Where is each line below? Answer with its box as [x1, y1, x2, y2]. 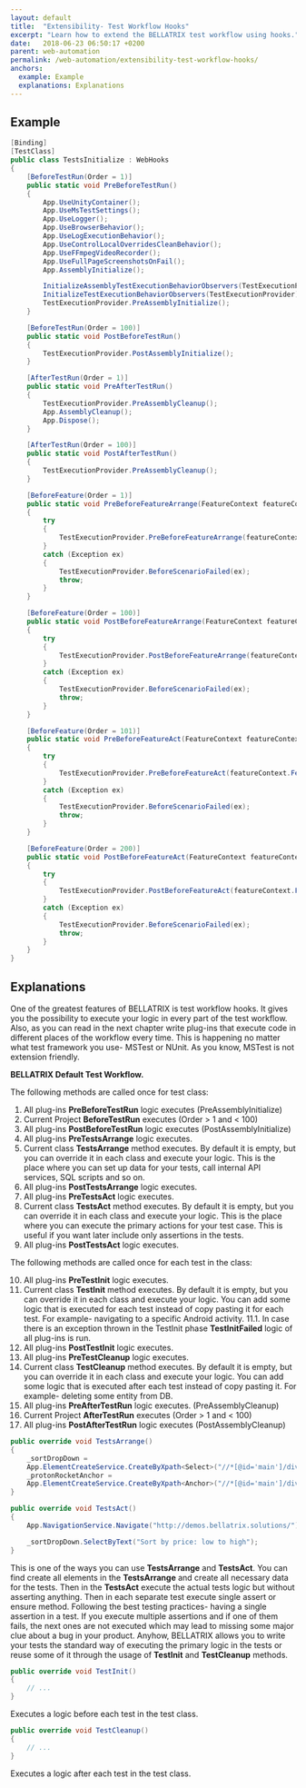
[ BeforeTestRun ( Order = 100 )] [26, 323, 142, 333]
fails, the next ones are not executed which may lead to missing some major [10, 1620, 294, 1631]
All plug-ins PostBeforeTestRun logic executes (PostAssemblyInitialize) [23, 1124, 291, 1134]
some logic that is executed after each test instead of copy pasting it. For [23, 1381, 297, 1391]
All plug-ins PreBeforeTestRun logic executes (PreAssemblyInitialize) [23, 1105, 282, 1115]
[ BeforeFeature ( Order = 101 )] [26, 726, 142, 736]
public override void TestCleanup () [10, 1726, 149, 1735]
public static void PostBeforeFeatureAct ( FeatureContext [26, 852, 247, 861]
